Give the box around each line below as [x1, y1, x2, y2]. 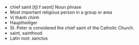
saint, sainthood [9, 30, 43, 36]
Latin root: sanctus [9, 35, 48, 41]
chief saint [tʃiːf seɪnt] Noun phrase [9, 4, 81, 10]
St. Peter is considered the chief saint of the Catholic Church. [9, 25, 135, 31]
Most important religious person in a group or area [9, 9, 112, 15]
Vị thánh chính [9, 15, 39, 20]
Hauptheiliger [9, 20, 38, 25]
